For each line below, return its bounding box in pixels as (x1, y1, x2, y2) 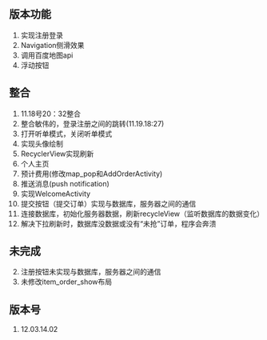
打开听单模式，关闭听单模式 (20, 129, 113, 138)
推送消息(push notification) (20, 178, 110, 188)
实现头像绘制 (20, 138, 63, 148)
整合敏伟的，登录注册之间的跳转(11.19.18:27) (20, 118, 165, 128)
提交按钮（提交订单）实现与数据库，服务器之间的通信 (20, 198, 197, 208)
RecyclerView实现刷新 (20, 149, 94, 158)
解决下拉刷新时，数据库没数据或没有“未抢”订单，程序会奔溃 (20, 218, 217, 228)
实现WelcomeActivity (20, 189, 91, 198)
